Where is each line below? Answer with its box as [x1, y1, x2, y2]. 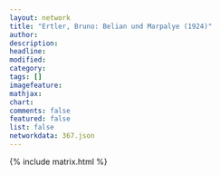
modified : [9, 55, 47, 64]
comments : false [9, 106, 71, 115]
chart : [9, 97, 34, 107]
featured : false [9, 114, 71, 123]
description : [9, 38, 59, 48]
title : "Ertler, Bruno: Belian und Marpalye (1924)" [9, 22, 213, 31]
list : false [9, 123, 54, 132]
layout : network [9, 13, 71, 23]
